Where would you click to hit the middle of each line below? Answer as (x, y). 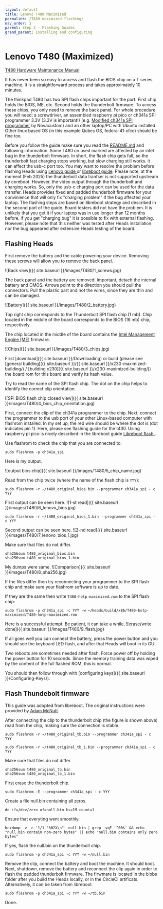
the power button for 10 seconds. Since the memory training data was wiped (82, 658)
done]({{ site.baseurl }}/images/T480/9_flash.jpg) (55, 629)
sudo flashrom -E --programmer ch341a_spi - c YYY (57, 792)
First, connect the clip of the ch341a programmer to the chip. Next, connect (81, 413)
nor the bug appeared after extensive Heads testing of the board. (70, 228)
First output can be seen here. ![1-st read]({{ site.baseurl (62, 502)
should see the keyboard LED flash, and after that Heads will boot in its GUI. (81, 643)
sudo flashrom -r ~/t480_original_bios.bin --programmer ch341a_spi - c (80, 489)
